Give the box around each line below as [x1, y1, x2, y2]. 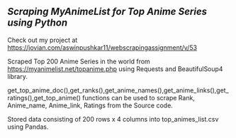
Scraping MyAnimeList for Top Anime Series [7, 6, 208, 18]
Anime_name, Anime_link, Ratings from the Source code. [7, 101, 174, 110]
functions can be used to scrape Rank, [82, 93, 195, 102]
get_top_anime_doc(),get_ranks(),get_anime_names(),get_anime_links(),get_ [7, 85, 229, 95]
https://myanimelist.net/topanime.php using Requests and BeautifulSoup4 [7, 64, 223, 73]
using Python [7, 17, 68, 29]
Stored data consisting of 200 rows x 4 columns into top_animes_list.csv [7, 115, 219, 123]
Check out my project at [7, 36, 78, 44]
